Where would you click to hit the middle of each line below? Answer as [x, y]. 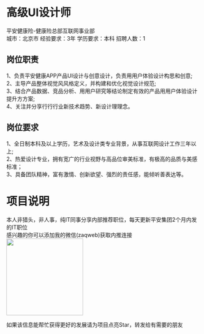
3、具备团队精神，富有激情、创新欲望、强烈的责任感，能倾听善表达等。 [96, 174]
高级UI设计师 [39, 13]
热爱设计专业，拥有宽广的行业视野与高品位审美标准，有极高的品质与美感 [106, 159]
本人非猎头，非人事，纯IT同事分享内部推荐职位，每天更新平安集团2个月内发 [102, 219]
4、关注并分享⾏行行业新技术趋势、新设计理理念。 [70, 106]
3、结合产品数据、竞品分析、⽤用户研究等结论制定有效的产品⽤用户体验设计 [102, 91]
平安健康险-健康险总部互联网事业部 [51, 31]
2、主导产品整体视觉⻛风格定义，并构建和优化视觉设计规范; [81, 83]
